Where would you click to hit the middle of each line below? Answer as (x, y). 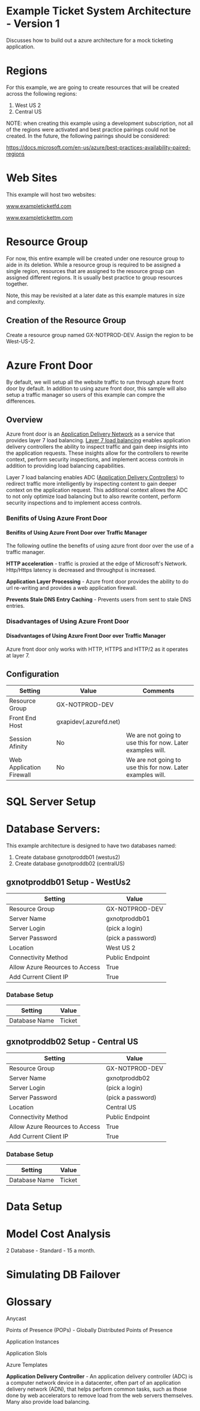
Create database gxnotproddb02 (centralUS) (70, 863)
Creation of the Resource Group (66, 321)
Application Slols (27, 1353)
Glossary (29, 1302)
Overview (25, 420)
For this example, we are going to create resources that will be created (93, 87)
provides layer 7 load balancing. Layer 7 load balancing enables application (98, 440)
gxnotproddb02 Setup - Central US (72, 1042)
